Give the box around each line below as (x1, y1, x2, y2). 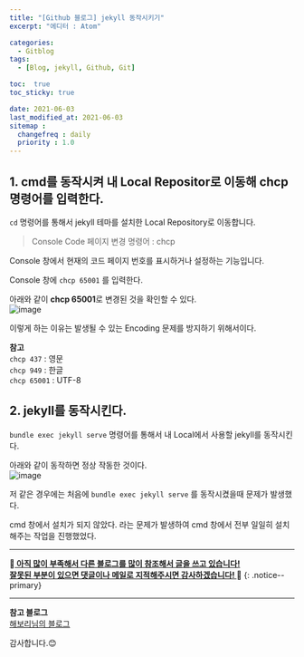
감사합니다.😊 (9, 637, 57, 648)
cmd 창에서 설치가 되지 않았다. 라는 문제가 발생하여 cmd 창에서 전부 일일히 (9, 518, 273, 530)
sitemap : (9, 121, 47, 130)
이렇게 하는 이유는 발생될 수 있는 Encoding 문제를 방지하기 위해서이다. (9, 323, 257, 333)
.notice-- (252, 569, 285, 580)
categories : (9, 38, 54, 47)
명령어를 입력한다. (9, 191, 104, 207)
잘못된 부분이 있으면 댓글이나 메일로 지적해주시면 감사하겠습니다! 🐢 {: (9, 569, 251, 580)
